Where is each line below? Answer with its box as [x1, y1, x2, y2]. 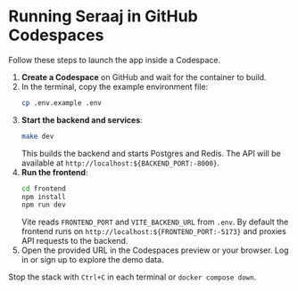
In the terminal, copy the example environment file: [21, 81, 209, 92]
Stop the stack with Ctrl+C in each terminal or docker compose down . [8, 271, 257, 282]
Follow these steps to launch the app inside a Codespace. [8, 54, 220, 65]
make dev [21, 132, 54, 141]
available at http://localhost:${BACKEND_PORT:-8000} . [21, 158, 220, 168]
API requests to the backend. [21, 236, 128, 247]
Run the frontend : [21, 166, 88, 177]
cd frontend [21, 184, 66, 193]
